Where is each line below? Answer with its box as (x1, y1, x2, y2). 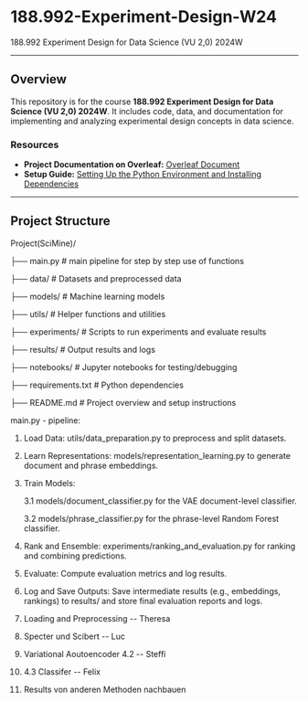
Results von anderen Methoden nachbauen (23, 684, 186, 695)
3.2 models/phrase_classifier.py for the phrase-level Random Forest (23, 513, 280, 524)
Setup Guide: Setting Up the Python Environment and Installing (23, 169, 262, 180)
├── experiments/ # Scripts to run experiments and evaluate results (10, 326, 267, 337)
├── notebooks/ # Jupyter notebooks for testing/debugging (10, 361, 238, 372)
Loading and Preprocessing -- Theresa (23, 612, 171, 623)
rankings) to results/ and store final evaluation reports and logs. (23, 595, 263, 606)
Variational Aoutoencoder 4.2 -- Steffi (23, 648, 166, 659)
